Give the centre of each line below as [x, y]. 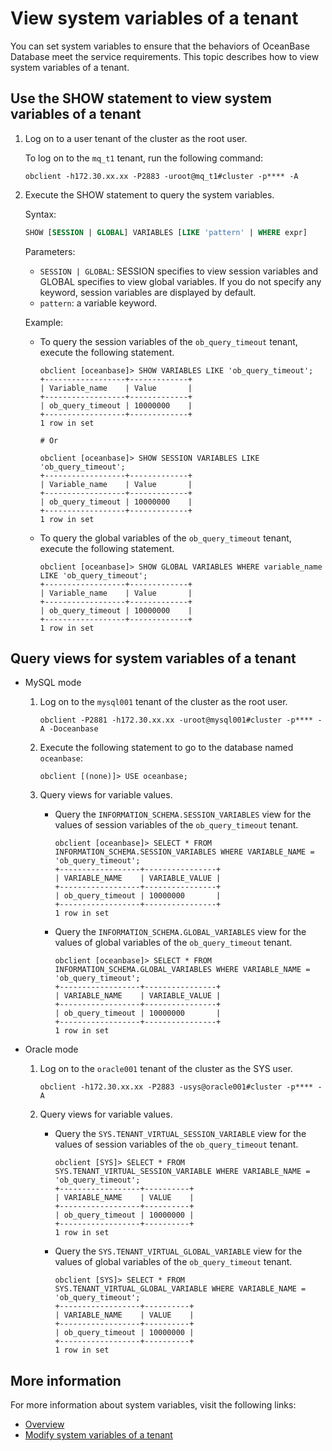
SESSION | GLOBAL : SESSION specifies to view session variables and [179, 271]
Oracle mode [51, 1049]
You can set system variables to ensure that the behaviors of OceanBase [160, 46]
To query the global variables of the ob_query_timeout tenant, [165, 538]
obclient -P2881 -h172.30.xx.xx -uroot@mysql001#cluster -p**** [176, 720]
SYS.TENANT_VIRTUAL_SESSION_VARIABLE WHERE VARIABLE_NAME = [182, 1172]
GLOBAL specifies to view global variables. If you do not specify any [180, 281]
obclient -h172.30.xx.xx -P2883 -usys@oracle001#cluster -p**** [176, 1087]
